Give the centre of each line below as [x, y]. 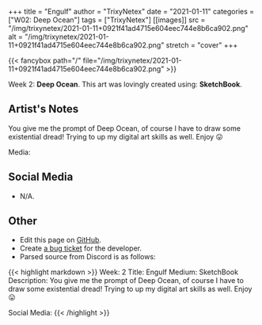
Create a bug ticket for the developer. [81, 248]
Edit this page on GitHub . [60, 240]
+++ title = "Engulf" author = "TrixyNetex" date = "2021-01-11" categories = [131, 11]
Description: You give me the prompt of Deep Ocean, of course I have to [126, 281]
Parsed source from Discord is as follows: [87, 257]
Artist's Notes [44, 109]
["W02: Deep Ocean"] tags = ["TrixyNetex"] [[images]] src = [107, 20]
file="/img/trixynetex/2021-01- [132, 60]
